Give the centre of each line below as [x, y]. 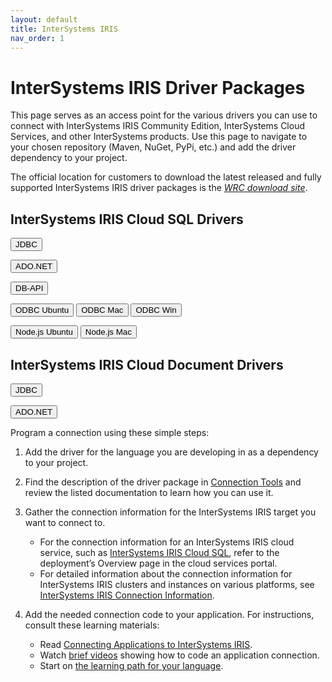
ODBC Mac [102, 310]
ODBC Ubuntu [42, 310]
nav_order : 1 [37, 38]
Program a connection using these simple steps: [110, 432]
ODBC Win [156, 310]
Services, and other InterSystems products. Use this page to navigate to [159, 137]
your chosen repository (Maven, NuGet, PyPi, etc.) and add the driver [153, 147]
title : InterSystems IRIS [64, 29]
